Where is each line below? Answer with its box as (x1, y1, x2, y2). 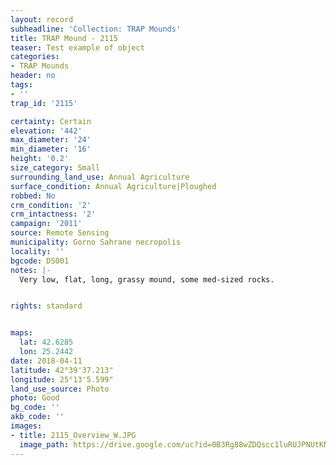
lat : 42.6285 (19, 337, 74, 348)
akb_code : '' (10, 412, 65, 422)
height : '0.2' (10, 154, 70, 164)
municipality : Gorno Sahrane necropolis (10, 237, 182, 247)
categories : (10, 52, 60, 62)
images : (10, 421, 43, 431)
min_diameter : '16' (10, 144, 92, 155)
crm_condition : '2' (10, 200, 92, 210)
